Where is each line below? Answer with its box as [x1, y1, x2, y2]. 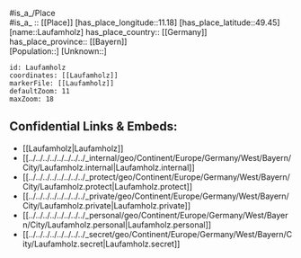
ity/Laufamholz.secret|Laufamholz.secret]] [22, 238, 181, 249]
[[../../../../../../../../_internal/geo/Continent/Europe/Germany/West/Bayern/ [22, 152, 292, 163]
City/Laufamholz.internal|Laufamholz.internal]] [22, 162, 195, 173]
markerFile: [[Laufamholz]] [9, 79, 115, 88]
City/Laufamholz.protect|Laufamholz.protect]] [22, 181, 193, 191]
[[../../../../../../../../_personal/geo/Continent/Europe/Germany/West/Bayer [22, 209, 289, 220]
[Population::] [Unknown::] [9, 46, 108, 57]
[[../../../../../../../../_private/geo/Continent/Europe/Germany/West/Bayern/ [22, 191, 289, 201]
